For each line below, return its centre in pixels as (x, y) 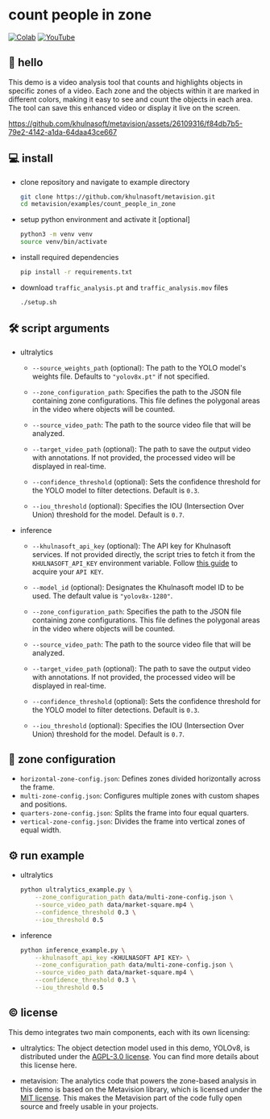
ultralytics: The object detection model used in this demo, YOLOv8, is (135, 1048)
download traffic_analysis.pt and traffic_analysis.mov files (124, 287)
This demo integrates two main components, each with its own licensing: (129, 1032)
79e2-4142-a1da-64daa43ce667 (63, 132)
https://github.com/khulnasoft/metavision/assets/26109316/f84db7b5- (126, 124)
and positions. (44, 804)
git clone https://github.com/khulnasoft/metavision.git (118, 197)
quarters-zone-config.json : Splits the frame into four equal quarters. (135, 813)
